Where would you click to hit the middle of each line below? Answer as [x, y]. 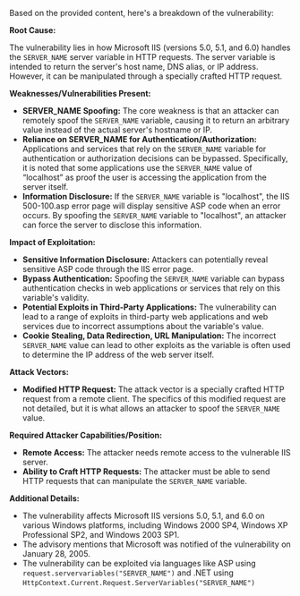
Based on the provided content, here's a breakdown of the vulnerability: [142, 13]
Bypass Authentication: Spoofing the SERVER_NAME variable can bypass [153, 278]
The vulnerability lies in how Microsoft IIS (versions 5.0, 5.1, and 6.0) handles [150, 47]
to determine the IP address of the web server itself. [118, 354]
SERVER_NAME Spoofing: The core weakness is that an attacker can [150, 111]
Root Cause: [33, 30]
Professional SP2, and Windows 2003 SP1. [101, 535]
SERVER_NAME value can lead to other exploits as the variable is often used [156, 345]
